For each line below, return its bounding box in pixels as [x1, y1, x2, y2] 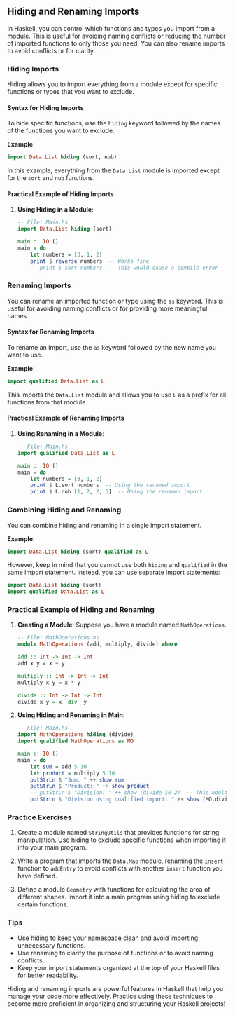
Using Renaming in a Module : [17, 430, 104, 438]
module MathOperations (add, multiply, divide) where [17, 641, 178, 648]
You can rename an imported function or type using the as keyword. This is [7, 297, 224, 305]
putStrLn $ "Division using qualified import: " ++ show [30, 796, 200, 803]
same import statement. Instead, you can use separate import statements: [7, 568, 220, 577]
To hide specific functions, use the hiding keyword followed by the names [7, 119, 221, 128]
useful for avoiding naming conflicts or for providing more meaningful [7, 304, 208, 313]
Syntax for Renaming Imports [7, 327, 94, 336]
